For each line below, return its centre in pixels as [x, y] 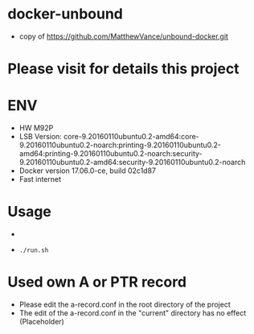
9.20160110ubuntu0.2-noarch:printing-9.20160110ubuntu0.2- [120, 145]
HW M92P [36, 128]
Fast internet [40, 179]
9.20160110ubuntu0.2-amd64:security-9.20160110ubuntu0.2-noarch [132, 163]
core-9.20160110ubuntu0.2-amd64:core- [131, 137]
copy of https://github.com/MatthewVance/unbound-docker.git [123, 36]
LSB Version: [40, 137]
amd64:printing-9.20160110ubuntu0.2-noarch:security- [111, 154]
